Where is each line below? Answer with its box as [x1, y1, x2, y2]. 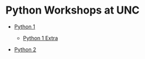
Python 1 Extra [22, 34, 58, 41]
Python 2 [14, 45, 37, 53]
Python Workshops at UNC [5, 4, 140, 17]
